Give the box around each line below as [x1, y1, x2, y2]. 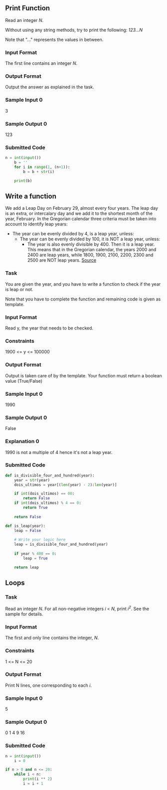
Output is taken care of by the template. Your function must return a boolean [5, 372, 162, 378]
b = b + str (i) [23, 169, 55, 174]
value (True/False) [5, 378, 43, 384]
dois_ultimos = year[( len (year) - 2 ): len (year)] [14, 482, 117, 487]
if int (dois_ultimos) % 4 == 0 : [14, 500, 81, 505]
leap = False [14, 528, 41, 533]
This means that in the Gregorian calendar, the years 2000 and [27, 247, 157, 253]
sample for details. [5, 611, 43, 617]
